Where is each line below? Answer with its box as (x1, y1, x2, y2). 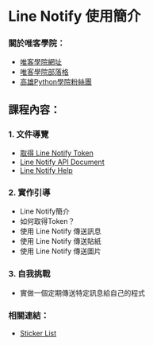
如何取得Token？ (19, 217, 75, 226)
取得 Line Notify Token (19, 148, 94, 158)
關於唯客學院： (8, 37, 66, 49)
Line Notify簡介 (19, 206, 70, 216)
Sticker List (19, 328, 57, 339)
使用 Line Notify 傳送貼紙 (19, 237, 101, 246)
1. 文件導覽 (8, 128, 49, 139)
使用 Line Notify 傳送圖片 (19, 246, 101, 256)
